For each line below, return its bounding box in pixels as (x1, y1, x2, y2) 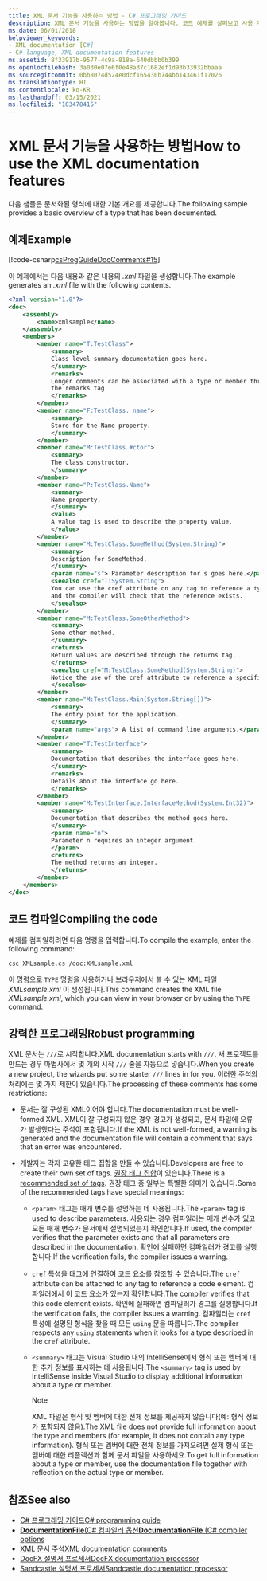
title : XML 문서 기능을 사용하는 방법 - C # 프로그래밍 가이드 (8, 11, 187, 20)
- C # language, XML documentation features (8, 49, 155, 57)
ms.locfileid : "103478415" (8, 100, 98, 108)
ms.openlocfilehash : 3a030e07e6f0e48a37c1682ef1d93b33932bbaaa (8, 64, 222, 72)
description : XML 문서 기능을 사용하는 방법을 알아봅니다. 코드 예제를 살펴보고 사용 (8, 19, 253, 27)
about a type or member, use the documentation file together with (31, 1459, 248, 1469)
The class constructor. (50, 459, 130, 467)
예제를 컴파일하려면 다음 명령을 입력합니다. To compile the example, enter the (8, 935, 252, 944)
